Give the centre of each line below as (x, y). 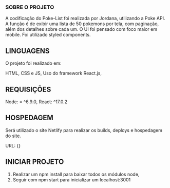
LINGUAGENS (27, 51)
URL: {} (13, 145)
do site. (13, 136)
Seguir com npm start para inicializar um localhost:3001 (72, 180)
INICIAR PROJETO (35, 162)
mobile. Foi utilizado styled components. (48, 35)
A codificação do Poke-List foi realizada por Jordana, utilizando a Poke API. (85, 18)
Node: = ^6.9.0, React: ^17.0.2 (36, 102)
